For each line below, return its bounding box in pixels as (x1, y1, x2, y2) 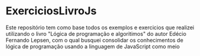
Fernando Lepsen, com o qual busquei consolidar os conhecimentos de (5, 36, 184, 43)
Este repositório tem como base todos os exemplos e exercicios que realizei (5, 24, 195, 31)
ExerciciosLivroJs (5, 4, 97, 18)
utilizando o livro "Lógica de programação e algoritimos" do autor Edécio (5, 30, 187, 37)
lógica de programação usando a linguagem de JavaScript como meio (5, 43, 180, 50)
